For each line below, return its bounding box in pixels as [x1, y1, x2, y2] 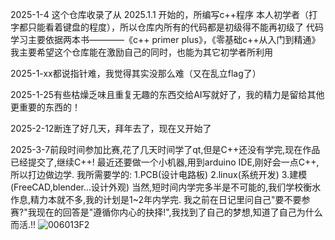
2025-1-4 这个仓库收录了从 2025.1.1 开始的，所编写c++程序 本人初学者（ [10, 9, 309, 20]
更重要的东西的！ [10, 101, 81, 113]
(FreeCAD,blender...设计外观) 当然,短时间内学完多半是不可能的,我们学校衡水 [10, 181, 322, 193]
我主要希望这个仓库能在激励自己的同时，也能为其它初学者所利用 [10, 46, 273, 58]
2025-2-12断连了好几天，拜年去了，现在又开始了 [10, 123, 212, 134]
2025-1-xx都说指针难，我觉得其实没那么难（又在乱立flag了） [10, 68, 262, 79]
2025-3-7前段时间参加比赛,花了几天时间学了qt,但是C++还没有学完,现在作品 [10, 144, 321, 155]
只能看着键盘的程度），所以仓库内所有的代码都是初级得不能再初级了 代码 [27, 21, 324, 33]
